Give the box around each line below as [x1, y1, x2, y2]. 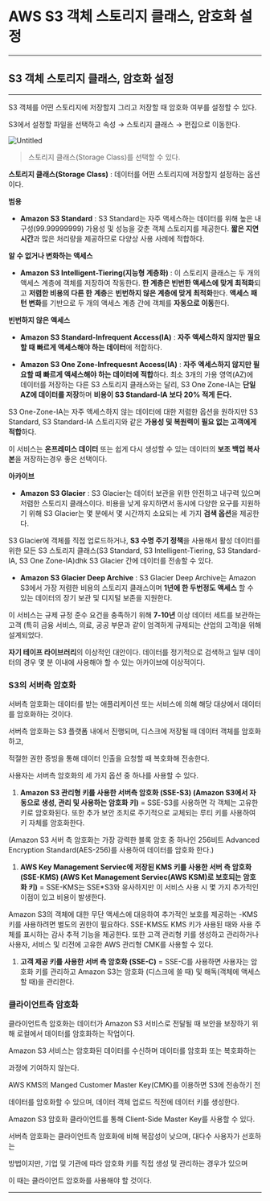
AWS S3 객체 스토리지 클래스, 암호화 [8, 7, 237, 26]
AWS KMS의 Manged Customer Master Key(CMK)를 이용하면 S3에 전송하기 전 [8, 1080, 261, 1090]
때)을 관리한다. [28, 977, 75, 987]
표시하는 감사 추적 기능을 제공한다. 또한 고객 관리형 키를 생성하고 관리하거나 [22, 930, 260, 939]
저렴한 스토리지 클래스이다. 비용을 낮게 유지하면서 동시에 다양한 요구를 [19, 498, 239, 508]
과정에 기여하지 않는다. [8, 1063, 80, 1073]
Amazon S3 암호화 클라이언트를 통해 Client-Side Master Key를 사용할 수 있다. [8, 1114, 256, 1124]
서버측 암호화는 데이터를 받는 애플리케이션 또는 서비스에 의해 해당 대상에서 [8, 700, 240, 709]
